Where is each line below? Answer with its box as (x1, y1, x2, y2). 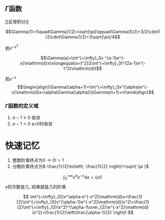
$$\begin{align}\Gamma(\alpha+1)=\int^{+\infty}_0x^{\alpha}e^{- (17, 84, 149, 90)
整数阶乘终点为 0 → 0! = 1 (12, 157, 64, 163)
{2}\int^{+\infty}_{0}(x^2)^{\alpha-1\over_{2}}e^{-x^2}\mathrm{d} (17, 204, 149, 210)
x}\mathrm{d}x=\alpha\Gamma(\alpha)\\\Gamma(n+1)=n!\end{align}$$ (11, 89, 154, 95)
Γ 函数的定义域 (5, 102, 38, 109)
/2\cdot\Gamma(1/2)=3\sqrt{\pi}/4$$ (45, 34, 121, 40)
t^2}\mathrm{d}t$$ (63, 66, 102, 72)
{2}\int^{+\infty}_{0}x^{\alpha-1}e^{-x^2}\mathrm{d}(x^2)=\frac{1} (16, 199, 149, 205)
